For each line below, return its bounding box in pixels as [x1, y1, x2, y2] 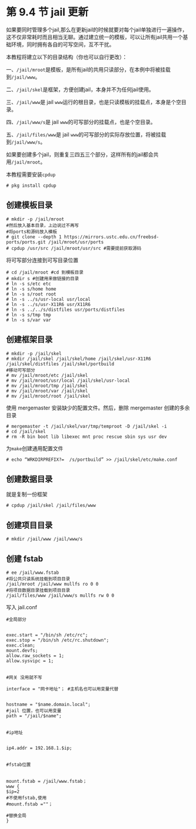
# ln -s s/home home [6, 286, 57, 292]
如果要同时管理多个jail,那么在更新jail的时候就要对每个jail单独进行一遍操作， [6, 26, 188, 33]
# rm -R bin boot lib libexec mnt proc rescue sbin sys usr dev [6, 434, 167, 440]
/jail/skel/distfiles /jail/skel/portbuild [6, 361, 115, 367]
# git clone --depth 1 [6, 234, 62, 240]
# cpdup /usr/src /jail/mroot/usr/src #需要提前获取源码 [6, 245, 142, 251]
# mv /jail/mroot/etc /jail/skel [6, 372, 88, 378]
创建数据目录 [6, 474, 53, 484]
